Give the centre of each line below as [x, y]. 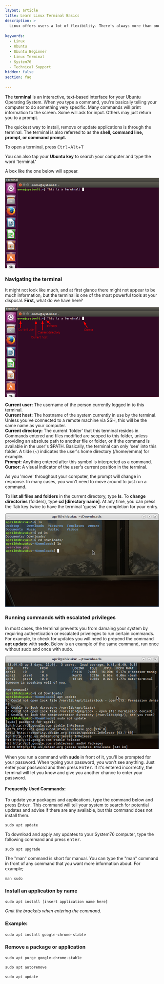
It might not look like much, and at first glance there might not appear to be [80, 290]
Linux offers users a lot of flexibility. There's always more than [81, 26]
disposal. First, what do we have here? [44, 300]
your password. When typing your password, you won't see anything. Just [80, 762]
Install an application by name [41, 891]
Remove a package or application [45, 947]
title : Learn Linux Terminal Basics [42, 15]
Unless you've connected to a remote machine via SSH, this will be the [76, 420]
